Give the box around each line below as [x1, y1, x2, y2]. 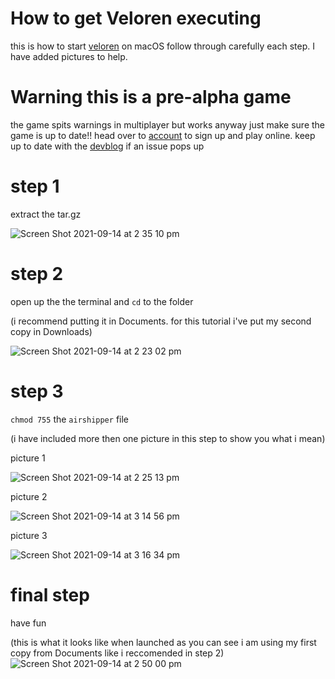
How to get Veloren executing [10, 7, 262, 30]
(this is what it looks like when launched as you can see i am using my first [10, 636, 317, 648]
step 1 [10, 175, 60, 198]
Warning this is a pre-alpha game [10, 86, 292, 109]
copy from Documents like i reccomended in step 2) [10, 647, 225, 659]
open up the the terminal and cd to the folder [10, 295, 194, 307]
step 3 [10, 380, 64, 402]
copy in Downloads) [10, 325, 93, 337]
